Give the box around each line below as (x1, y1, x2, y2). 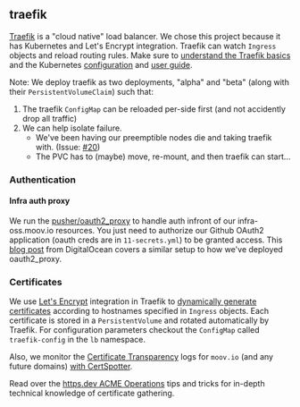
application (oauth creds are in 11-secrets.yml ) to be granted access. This (9, 234, 283, 245)
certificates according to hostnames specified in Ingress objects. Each (9, 306, 270, 317)
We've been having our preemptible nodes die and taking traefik (35, 131, 272, 142)
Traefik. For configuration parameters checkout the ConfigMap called (9, 325, 261, 335)
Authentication (9, 174, 76, 186)
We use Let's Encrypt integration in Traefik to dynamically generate (9, 296, 257, 307)
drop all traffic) (21, 113, 78, 123)
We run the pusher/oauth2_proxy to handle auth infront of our (9, 215, 237, 226)
